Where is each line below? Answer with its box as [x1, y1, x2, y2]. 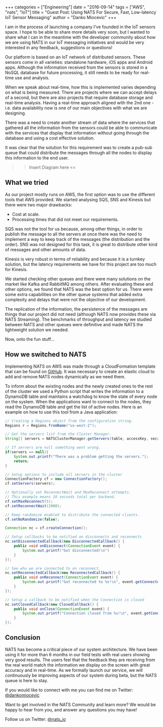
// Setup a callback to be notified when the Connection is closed [5, 597, 145, 602]
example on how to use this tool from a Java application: [5, 409, 118, 415]
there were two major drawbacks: [5, 202, 72, 208]
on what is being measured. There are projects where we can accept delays [5, 90, 157, 95]
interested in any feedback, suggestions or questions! [5, 45, 113, 50]
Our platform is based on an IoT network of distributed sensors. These [5, 54, 146, 60]
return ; [14, 458, 29, 464]
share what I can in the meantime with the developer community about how [5, 34, 156, 40]
